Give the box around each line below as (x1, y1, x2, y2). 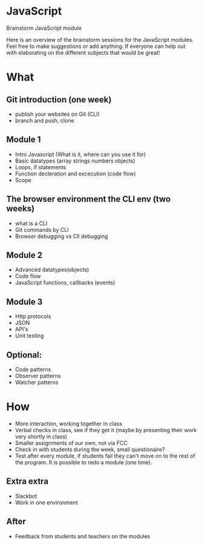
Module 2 (6, 250, 43, 260)
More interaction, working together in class (14, 420, 123, 427)
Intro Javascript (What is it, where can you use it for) (14, 151, 146, 158)
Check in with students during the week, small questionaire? (14, 445, 165, 453)
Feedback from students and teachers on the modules (14, 532, 150, 540)
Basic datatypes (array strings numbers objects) (14, 157, 136, 164)
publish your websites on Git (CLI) (14, 110, 100, 118)
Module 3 (6, 296, 43, 307)
